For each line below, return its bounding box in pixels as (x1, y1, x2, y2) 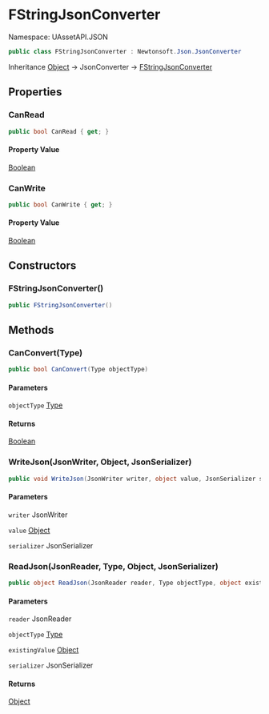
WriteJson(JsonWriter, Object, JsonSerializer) (8, 456, 192, 467)
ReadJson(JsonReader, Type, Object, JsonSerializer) (8, 560, 219, 572)
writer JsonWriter (8, 510, 68, 519)
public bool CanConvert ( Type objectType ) (8, 366, 149, 374)
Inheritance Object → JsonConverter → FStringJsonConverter (8, 62, 213, 71)
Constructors (8, 259, 77, 273)
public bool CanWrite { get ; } (8, 200, 113, 209)
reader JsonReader (8, 614, 72, 624)
